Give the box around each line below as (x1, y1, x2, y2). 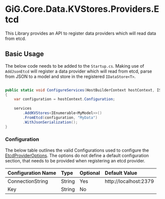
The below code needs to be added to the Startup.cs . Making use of (5, 63, 144, 69)
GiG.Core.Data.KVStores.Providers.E (5, 3, 160, 15)
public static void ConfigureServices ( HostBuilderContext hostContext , (5, 87, 155, 92)
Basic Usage (5, 50, 44, 58)
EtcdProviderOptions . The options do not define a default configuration (5, 152, 149, 159)
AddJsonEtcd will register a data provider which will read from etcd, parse (5, 68, 152, 74)
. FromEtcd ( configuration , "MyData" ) (23, 115, 98, 120)
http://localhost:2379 (105, 178, 154, 185)
